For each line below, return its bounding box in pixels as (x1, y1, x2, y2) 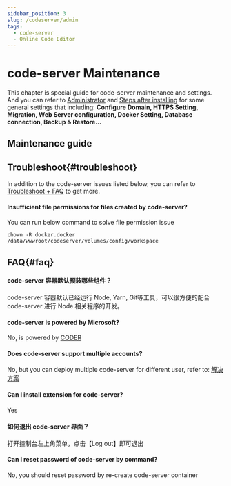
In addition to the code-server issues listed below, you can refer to (7, 180, 196, 188)
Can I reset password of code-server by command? (7, 456, 158, 464)
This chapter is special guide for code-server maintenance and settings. (7, 88, 212, 97)
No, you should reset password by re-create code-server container (7, 471, 199, 479)
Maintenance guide (7, 138, 92, 149)
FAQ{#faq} (7, 256, 54, 268)
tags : (7, 23, 23, 30)
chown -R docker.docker (7, 232, 76, 239)
